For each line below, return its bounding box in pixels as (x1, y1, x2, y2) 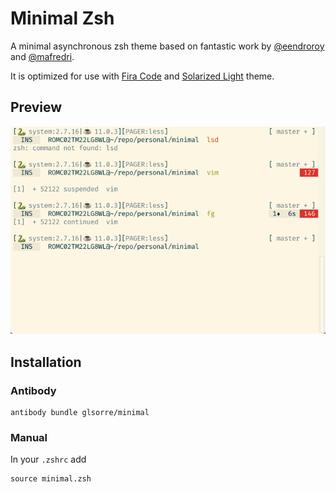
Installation (10, 353, 82, 371)
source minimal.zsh (10, 474, 92, 484)
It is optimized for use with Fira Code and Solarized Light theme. (10, 70, 275, 82)
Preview (10, 99, 63, 116)
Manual (10, 430, 48, 444)
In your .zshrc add (10, 453, 87, 466)
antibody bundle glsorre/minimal (10, 408, 150, 418)
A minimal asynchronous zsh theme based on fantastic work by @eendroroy (10, 40, 325, 52)
